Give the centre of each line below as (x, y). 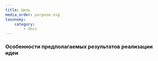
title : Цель (18, 10)
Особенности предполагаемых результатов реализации (79, 47)
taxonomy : (16, 19)
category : (25, 24)
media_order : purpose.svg (32, 15)
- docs (30, 29)
